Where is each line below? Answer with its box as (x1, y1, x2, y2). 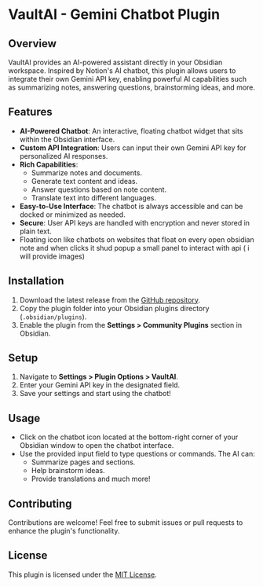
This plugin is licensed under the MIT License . (8, 570, 157, 579)
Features (8, 105, 53, 119)
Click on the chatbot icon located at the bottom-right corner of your (19, 432, 239, 442)
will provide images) (19, 251, 85, 261)
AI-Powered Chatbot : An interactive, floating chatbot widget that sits (19, 126, 243, 135)
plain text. (19, 226, 53, 236)
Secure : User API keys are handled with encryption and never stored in (19, 218, 250, 227)
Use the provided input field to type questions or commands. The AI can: (19, 449, 255, 459)
